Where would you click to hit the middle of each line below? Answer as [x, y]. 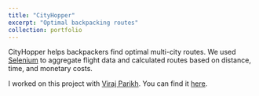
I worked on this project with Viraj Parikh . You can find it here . [108, 84]
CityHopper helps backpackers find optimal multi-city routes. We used [122, 52]
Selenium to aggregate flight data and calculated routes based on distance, [129, 60]
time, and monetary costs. [50, 69]
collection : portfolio [45, 30]
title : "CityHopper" [42, 15]
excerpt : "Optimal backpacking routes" [73, 23]
